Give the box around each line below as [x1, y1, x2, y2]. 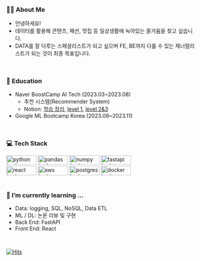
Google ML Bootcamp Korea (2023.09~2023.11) [14, 112, 133, 119]
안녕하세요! [14, 20, 41, 27]
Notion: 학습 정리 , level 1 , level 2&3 [23, 105, 109, 112]
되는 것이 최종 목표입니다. [31, 50, 91, 57]
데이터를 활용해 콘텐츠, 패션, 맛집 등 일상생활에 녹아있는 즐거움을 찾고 [14, 27, 177, 35]
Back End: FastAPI [14, 219, 61, 226]
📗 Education [6, 77, 42, 85]
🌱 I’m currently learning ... [6, 191, 84, 199]
